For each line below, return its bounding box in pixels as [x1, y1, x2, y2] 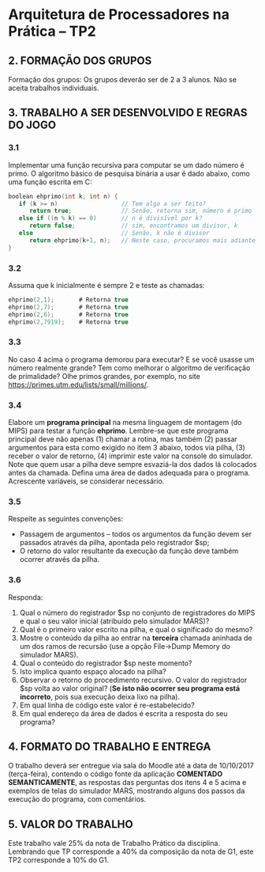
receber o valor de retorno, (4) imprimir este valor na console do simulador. [8, 451, 253, 461]
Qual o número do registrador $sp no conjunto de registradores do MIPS [19, 608, 256, 617]
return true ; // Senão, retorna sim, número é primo [28, 207, 252, 215]
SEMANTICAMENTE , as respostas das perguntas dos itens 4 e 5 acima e [8, 778, 247, 787]
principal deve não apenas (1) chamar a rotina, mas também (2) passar [8, 434, 238, 444]
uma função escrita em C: [8, 176, 92, 187]
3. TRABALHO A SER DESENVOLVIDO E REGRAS [8, 106, 248, 119]
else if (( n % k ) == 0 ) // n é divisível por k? [18, 214, 203, 222]
